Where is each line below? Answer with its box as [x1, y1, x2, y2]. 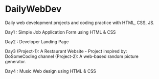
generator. [5, 58, 26, 64]
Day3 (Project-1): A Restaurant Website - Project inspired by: [5, 48, 127, 54]
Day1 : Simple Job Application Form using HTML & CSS [5, 29, 116, 35]
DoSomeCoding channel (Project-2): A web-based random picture [5, 53, 138, 59]
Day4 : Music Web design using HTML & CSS [5, 68, 96, 74]
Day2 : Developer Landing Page [5, 38, 69, 45]
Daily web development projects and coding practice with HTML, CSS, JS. [5, 20, 155, 26]
